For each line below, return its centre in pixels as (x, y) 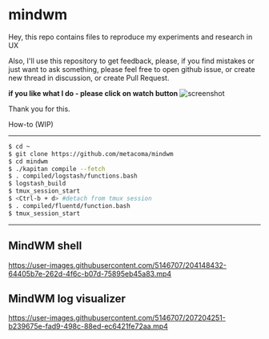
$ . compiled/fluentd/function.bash (69, 205)
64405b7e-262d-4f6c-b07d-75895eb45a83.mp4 (90, 273)
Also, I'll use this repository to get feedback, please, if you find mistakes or (131, 61)
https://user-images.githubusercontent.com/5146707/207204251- (117, 318)
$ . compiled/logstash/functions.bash (73, 176)
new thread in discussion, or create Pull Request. (89, 78)
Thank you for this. (39, 109)
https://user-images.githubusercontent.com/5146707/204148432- (117, 265)
